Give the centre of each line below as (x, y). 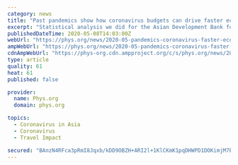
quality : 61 (25, 66)
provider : (22, 92)
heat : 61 (20, 73)
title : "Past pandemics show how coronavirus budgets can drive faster (115, 20)
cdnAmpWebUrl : (28, 54)
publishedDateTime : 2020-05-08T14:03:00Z (69, 33)
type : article (28, 60)
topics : (19, 118)
